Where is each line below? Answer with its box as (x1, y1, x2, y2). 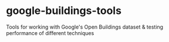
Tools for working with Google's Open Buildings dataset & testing (6, 23, 163, 30)
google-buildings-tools (6, 4, 122, 17)
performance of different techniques (6, 29, 94, 36)
